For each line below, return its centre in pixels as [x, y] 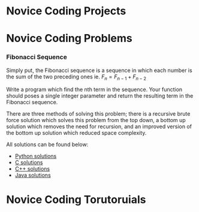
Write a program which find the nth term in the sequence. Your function [94, 90]
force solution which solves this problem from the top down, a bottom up [96, 120]
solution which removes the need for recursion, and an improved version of [99, 126]
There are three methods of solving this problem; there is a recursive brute [98, 114]
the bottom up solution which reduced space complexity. [76, 133]
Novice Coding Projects [66, 11]
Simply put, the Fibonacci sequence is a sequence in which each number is [99, 70]
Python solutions [36, 156]
